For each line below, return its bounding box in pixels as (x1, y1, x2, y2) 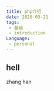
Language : (6, 36, 31, 41)
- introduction (8, 30, 46, 36)
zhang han (6, 78, 32, 85)
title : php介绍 (6, 8, 42, 15)
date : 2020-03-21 (6, 14, 49, 20)
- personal (8, 41, 35, 47)
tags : (6, 19, 19, 25)
